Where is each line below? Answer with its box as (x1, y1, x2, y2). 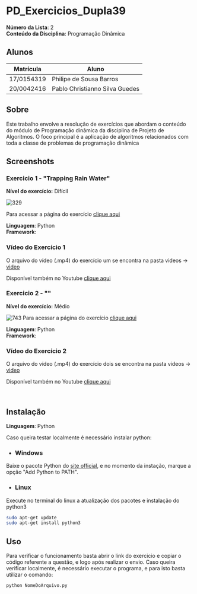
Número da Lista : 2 (6, 24, 54, 31)
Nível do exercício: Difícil (6, 188, 68, 195)
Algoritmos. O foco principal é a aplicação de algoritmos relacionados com (6, 133, 189, 140)
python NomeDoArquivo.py (6, 583, 68, 589)
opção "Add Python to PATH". (6, 468, 78, 475)
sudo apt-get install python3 (6, 520, 81, 526)
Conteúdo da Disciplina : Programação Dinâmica (6, 30, 125, 37)
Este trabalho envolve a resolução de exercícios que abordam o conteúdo (6, 120, 186, 127)
